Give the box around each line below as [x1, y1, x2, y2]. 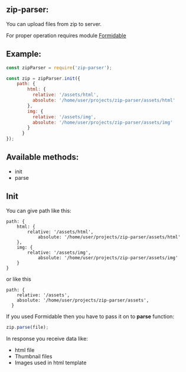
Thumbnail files [14, 352, 53, 360]
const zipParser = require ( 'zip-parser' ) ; [6, 64, 112, 70]
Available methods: [6, 152, 79, 162]
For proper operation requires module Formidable [6, 32, 126, 39]
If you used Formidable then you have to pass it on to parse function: [6, 313, 174, 320]
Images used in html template [14, 359, 87, 366]
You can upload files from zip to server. [6, 20, 102, 27]
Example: [6, 49, 41, 59]
